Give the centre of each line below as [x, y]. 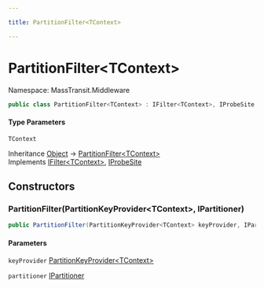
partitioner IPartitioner [46, 275]
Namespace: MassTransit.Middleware [69, 90]
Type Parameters [37, 122]
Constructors [42, 187]
